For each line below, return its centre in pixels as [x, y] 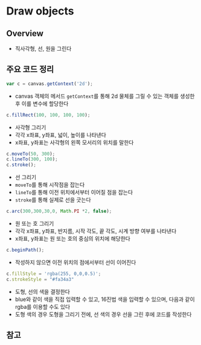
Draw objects [40, 11]
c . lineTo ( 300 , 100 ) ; [32, 159]
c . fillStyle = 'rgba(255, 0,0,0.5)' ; [54, 274]
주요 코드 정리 [30, 70]
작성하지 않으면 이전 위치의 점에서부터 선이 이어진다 [75, 262]
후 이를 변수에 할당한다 [42, 103]
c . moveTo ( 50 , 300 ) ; [31, 154]
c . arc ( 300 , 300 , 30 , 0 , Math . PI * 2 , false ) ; [59, 211]
